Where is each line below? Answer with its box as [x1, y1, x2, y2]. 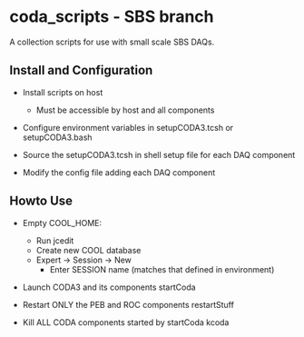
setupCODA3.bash [22, 132, 93, 143]
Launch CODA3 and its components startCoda [22, 282, 197, 292]
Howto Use [9, 193, 74, 209]
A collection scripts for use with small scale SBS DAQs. [9, 36, 215, 47]
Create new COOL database [35, 244, 142, 255]
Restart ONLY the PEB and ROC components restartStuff [22, 299, 234, 310]
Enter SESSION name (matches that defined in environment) [49, 263, 275, 274]
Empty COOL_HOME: [22, 217, 103, 228]
